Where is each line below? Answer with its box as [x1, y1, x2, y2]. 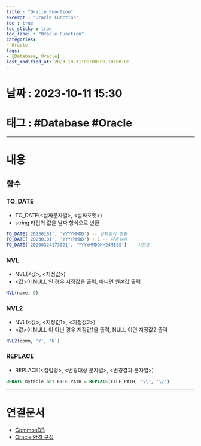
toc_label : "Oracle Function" [6, 31, 84, 37]
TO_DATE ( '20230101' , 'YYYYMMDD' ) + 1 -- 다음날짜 [6, 236, 127, 242]
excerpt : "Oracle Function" [6, 14, 79, 20]
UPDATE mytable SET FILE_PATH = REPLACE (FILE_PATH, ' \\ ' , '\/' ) [6, 378, 170, 384]
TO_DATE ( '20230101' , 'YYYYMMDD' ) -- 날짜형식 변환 [6, 231, 127, 237]
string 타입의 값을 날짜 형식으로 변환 [14, 219, 100, 226]
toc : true [6, 20, 33, 26]
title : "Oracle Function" [6, 8, 74, 15]
